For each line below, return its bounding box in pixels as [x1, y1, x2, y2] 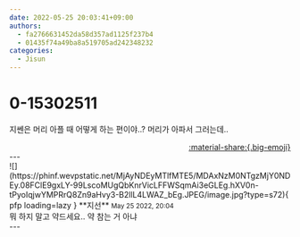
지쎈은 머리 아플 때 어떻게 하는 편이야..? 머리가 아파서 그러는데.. [9, 123, 229, 134]
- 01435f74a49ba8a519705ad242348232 [17, 38, 154, 47]
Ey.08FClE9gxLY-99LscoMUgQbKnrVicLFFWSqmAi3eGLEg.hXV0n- [9, 180, 259, 190]
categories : [9, 47, 54, 55]
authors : [9, 21, 42, 30]
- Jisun [17, 55, 46, 63]
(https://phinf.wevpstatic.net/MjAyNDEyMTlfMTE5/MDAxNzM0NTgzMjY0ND [9, 170, 291, 181]
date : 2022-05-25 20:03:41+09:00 [9, 13, 134, 22]
